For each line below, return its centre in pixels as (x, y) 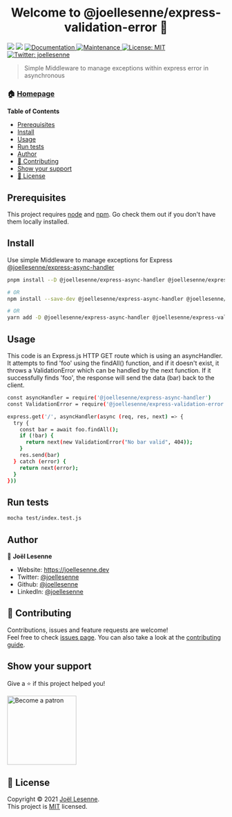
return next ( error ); (49, 468)
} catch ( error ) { (40, 461)
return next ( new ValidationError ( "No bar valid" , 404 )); (109, 442)
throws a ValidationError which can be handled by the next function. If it (109, 371)
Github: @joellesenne (47, 584)
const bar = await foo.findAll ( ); (69, 429)
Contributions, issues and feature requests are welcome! (88, 630)
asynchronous (45, 75)
